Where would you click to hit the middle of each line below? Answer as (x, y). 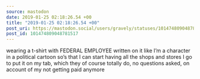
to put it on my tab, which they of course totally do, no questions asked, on (98, 64)
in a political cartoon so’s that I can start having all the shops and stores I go (99, 57)
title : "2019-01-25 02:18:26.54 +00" (53, 23)
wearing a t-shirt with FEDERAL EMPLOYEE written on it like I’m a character (98, 50)
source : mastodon (28, 12)
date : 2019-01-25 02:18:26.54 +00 (49, 17)
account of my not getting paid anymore (56, 69)
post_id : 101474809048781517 (42, 34)
